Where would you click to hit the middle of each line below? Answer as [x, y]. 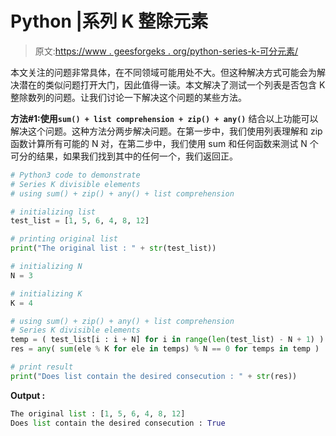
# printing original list [64, 239]
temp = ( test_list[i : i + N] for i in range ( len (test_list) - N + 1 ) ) [167, 340]
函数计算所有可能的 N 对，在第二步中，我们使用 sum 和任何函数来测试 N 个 [164, 143]
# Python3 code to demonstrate [75, 175]
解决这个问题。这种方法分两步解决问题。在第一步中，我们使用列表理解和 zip [166, 131]
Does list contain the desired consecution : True [118, 423]
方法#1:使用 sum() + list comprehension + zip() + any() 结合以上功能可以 [164, 118]
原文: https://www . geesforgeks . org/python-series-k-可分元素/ [166, 51]
